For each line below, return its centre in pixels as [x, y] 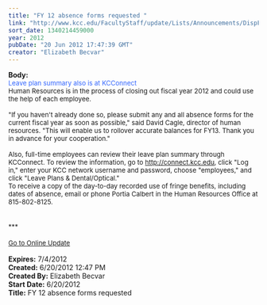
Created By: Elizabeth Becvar [57, 276]
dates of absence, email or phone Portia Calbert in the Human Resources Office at [133, 194]
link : [17, 23]
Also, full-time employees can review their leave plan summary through [116, 154]
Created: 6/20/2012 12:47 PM [57, 267]
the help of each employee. [50, 99]
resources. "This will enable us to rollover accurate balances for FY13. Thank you [131, 130]
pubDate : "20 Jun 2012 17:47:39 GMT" [71, 45]
